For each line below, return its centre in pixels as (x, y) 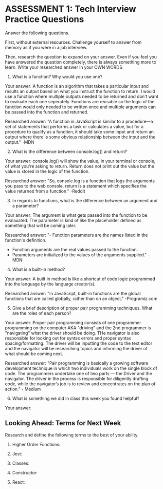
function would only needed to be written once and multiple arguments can (81, 107)
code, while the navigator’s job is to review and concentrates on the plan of (80, 384)
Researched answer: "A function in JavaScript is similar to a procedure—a (79, 121)
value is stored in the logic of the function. (47, 171)
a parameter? (25, 206)
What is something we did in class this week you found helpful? (76, 398)
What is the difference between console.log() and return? (70, 151)
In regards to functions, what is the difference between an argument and (85, 200)
